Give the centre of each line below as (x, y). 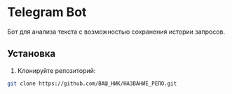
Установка (32, 54)
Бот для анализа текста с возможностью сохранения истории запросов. (116, 32)
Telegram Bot (47, 12)
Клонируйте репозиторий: (56, 70)
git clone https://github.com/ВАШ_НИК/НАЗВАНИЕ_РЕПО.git (92, 83)
